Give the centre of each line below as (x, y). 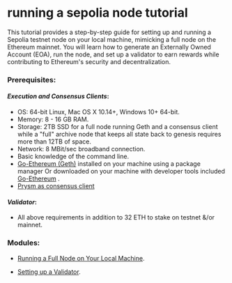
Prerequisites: (32, 79)
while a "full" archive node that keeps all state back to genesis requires (119, 135)
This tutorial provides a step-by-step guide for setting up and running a (109, 32)
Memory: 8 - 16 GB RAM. (53, 119)
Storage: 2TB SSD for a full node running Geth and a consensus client (117, 127)
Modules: (24, 243)
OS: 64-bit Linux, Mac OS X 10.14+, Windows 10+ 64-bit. (98, 112)
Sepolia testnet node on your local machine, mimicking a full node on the (112, 39)
